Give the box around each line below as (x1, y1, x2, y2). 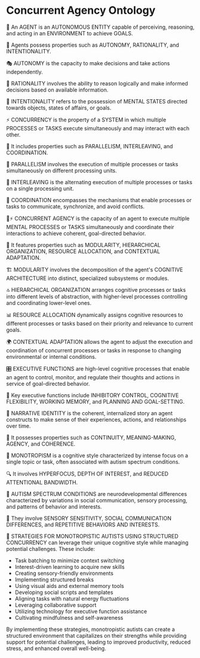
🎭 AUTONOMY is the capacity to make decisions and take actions (6, 59, 170, 66)
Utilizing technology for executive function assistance (14, 608, 147, 615)
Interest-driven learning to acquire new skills (14, 563, 125, 570)
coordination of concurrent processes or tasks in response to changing (6, 346, 181, 354)
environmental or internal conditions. (6, 353, 97, 360)
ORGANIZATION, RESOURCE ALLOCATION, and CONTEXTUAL (6, 248, 160, 255)
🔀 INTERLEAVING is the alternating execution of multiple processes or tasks (6, 178, 193, 185)
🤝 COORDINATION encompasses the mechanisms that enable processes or (6, 196, 192, 203)
